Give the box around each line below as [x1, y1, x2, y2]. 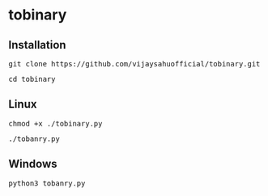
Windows [8, 157, 57, 171]
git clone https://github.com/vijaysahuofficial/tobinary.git [8, 59, 261, 68]
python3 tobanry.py [8, 178, 86, 188]
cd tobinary [8, 75, 56, 83]
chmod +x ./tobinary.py [8, 119, 103, 128]
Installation [8, 38, 66, 52]
